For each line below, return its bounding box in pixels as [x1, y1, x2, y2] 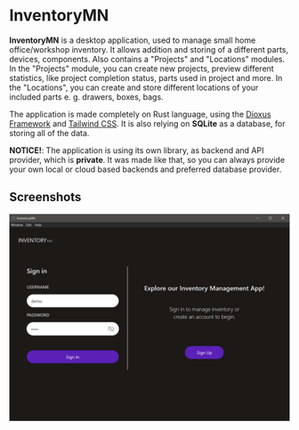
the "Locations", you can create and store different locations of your [9, 82, 259, 93]
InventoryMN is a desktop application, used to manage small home [9, 35, 256, 45]
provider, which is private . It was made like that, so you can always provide [9, 154, 286, 165]
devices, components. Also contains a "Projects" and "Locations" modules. [9, 53, 286, 64]
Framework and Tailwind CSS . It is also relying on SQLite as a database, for [9, 118, 286, 129]
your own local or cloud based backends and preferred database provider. [9, 164, 282, 174]
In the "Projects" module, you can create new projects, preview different [9, 63, 274, 74]
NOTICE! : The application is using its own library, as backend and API [9, 144, 264, 156]
